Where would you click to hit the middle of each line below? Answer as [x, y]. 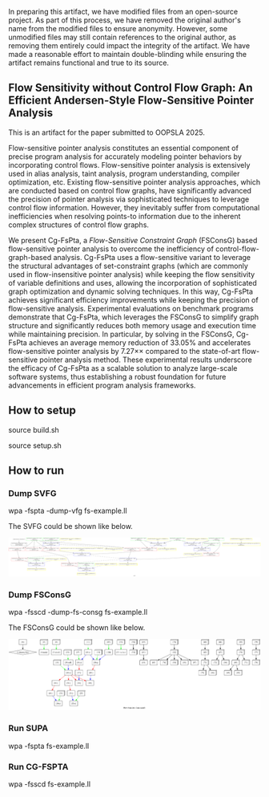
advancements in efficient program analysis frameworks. [102, 385]
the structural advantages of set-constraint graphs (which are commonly [128, 266]
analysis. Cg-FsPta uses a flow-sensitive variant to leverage [152, 257]
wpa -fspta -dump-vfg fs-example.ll [68, 511]
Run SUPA [28, 728]
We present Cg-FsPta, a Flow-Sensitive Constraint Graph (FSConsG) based [133, 240]
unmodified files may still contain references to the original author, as [122, 37]
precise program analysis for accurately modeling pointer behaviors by [125, 157]
